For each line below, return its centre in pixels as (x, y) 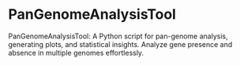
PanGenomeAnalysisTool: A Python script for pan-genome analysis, (118, 36)
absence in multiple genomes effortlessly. (76, 52)
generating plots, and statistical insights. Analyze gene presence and (120, 44)
